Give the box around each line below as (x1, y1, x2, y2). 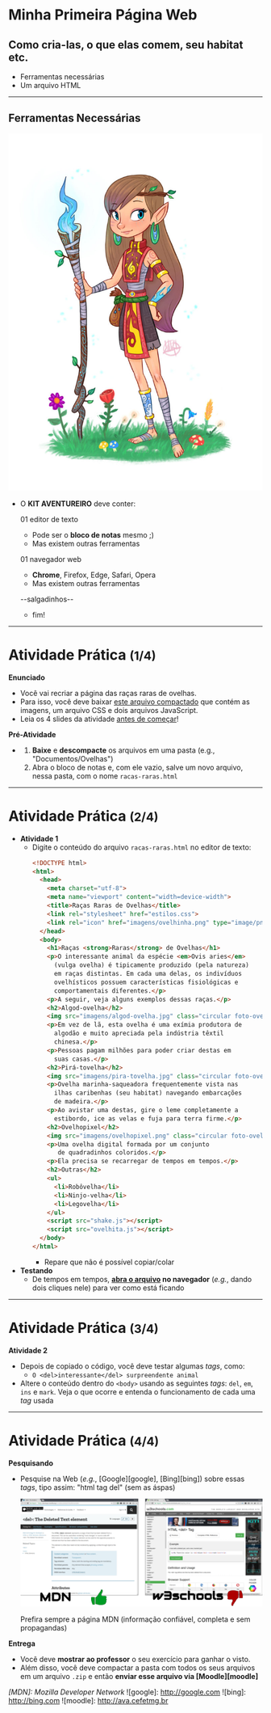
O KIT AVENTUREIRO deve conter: (19, 499, 135, 508)
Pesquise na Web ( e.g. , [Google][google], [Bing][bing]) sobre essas (19, 1474, 245, 1483)
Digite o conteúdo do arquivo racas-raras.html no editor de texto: (31, 842, 252, 852)
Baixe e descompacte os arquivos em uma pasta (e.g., (31, 745, 215, 755)
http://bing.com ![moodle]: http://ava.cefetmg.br (8, 1696, 169, 1706)
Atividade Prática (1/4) (8, 645, 156, 664)
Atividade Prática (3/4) (8, 1319, 159, 1337)
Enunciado (8, 673, 46, 682)
